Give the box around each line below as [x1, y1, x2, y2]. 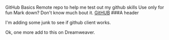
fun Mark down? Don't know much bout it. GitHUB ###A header [5, 10, 139, 16]
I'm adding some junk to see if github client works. [5, 20, 111, 25]
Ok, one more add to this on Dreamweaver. [5, 29, 95, 35]
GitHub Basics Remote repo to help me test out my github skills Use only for [5, 5, 164, 10]
